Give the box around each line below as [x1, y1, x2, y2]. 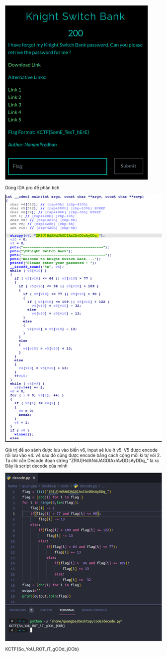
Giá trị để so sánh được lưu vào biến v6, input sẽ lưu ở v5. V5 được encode [5, 447, 158, 453]
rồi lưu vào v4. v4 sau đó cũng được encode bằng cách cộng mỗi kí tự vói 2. [5, 452, 162, 459]
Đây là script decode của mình [5, 463, 68, 469]
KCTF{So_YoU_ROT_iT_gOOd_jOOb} [5, 646, 80, 652]
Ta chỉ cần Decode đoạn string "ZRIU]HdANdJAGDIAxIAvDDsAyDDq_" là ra [5, 458, 159, 464]
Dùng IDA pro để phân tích [5, 185, 60, 190]
